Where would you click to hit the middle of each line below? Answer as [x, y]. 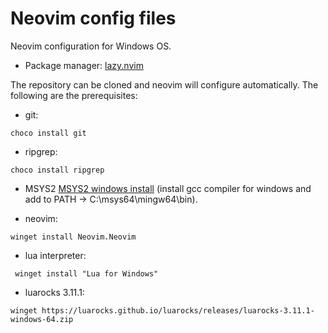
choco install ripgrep [57, 170]
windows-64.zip [42, 319]
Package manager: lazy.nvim [84, 65]
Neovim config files [93, 18]
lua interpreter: [55, 255]
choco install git [48, 133]
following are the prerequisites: [74, 95]
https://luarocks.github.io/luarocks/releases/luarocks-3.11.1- [178, 310]
